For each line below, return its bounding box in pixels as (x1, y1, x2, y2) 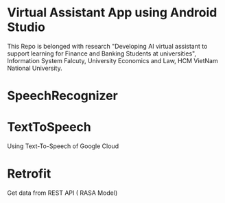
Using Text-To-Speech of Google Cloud (7, 142, 119, 150)
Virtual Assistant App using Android (7, 5, 217, 21)
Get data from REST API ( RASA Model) (7, 189, 118, 197)
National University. (7, 64, 63, 72)
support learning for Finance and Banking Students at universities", (7, 49, 197, 58)
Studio (7, 19, 46, 35)
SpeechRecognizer (7, 88, 118, 104)
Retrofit (7, 166, 51, 182)
